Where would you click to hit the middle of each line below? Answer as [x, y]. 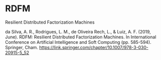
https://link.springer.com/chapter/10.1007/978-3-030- [94, 47]
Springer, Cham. [22, 47]
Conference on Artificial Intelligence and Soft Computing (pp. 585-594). [78, 42]
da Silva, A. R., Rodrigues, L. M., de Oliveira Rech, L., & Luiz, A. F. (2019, [78, 31]
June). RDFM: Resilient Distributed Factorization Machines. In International [81, 37]
